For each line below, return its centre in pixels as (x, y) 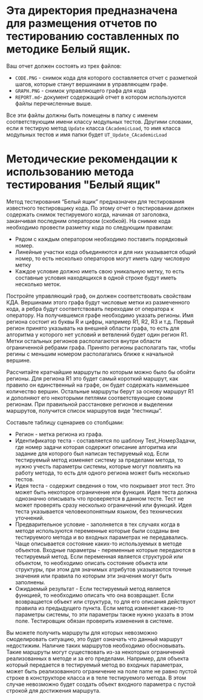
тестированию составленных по (93, 36)
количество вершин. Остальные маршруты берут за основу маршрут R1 (100, 391)
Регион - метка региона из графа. (59, 434)
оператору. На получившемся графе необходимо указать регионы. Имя (100, 315)
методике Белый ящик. (68, 49)
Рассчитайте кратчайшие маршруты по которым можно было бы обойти (101, 372)
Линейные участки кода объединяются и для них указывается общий (105, 252)
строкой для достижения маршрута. (54, 690)
